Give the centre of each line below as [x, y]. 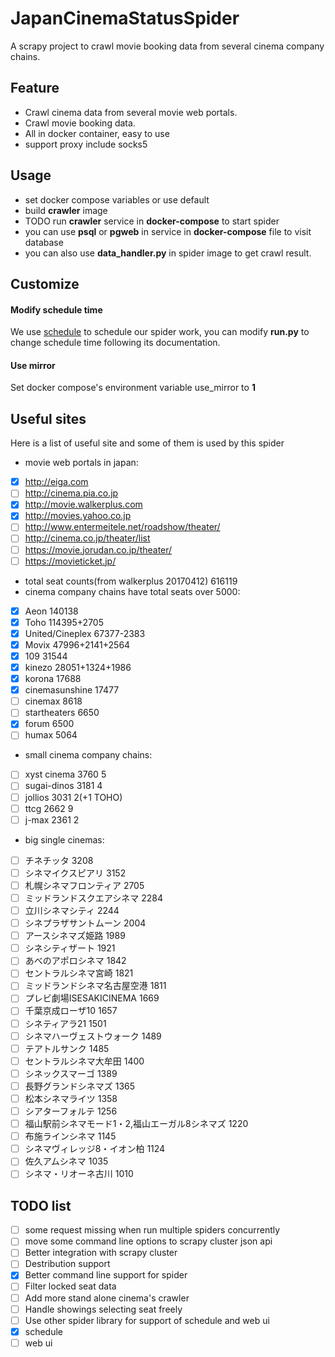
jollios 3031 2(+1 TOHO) [73, 797]
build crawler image [66, 210]
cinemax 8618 [53, 701]
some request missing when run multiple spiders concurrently [152, 1230]
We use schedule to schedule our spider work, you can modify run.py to [160, 332]
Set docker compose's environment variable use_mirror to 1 [133, 388]
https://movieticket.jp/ [70, 561]
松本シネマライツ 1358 [71, 1098]
